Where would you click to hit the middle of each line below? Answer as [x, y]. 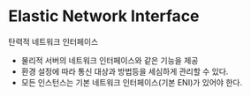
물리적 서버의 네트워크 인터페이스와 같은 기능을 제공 [110, 60]
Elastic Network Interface [104, 16]
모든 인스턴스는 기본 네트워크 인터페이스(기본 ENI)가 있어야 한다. [132, 82]
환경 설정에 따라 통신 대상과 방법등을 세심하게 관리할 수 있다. [125, 71]
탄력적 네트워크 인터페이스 [53, 41]
